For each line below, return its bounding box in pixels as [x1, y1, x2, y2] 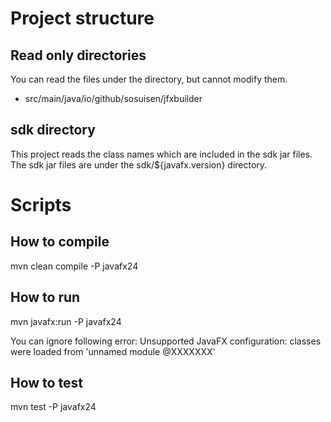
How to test [10, 375, 83, 392]
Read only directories [10, 47, 147, 64]
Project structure [10, 7, 155, 30]
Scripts [10, 194, 72, 216]
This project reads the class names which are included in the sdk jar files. [10, 148, 313, 160]
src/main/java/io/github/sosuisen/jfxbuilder [24, 93, 203, 104]
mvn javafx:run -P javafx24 [10, 315, 122, 327]
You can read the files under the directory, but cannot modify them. [10, 73, 288, 85]
